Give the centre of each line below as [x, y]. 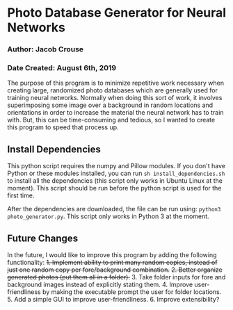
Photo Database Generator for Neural [117, 13]
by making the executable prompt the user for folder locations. [132, 292]
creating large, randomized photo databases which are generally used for [112, 90]
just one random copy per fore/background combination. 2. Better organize [115, 270]
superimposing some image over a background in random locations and [110, 105]
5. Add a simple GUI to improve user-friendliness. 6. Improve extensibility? [113, 300]
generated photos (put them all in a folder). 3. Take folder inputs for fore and [116, 277]
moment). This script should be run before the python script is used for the [114, 188]
